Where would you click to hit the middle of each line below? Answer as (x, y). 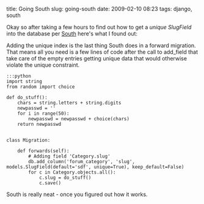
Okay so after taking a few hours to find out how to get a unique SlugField (99, 27)
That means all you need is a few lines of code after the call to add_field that (102, 52)
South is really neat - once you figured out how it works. (77, 194)
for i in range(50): (43, 114)
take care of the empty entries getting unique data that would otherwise (97, 58)
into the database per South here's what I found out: (72, 34)
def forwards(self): (43, 151)
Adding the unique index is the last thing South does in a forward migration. (101, 46)
